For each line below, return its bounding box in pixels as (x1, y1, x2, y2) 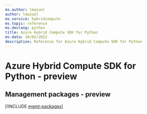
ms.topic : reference (5, 21, 48, 26)
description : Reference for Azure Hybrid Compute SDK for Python (5, 39, 142, 44)
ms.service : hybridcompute (5, 16, 61, 21)
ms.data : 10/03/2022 (5, 35, 48, 40)
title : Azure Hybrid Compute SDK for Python (5, 30, 98, 35)
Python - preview (5, 71, 77, 82)
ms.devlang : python (5, 26, 45, 30)
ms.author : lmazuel (5, 7, 45, 12)
